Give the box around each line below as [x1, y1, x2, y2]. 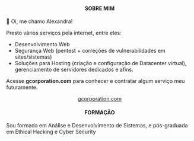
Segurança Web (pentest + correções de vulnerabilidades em [14, 47, 166, 55]
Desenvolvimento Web [14, 41, 70, 48]
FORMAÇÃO [84, 108, 115, 116]
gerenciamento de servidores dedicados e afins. [14, 66, 133, 73]
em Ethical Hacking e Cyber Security [6, 128, 96, 136]
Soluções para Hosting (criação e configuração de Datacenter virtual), [14, 60, 187, 67]
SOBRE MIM [84, 5, 115, 12]
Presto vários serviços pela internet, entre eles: [6, 30, 122, 37]
